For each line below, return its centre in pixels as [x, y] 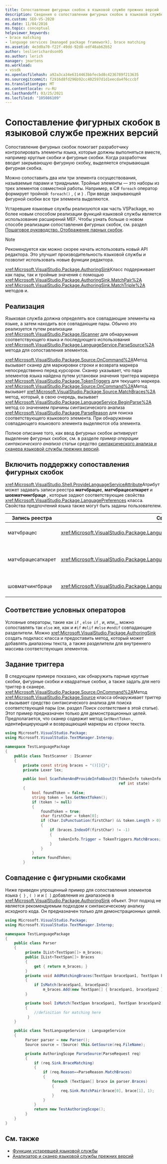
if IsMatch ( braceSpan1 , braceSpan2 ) [72, 985]
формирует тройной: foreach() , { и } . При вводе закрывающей [73, 194]
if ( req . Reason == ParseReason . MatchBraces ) [88, 1072]
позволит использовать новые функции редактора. [60, 260]
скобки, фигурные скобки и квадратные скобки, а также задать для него [83, 682]
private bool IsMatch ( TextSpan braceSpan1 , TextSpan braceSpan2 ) [94, 1003]
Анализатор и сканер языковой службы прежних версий [73, 1156]
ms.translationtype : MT [30, 84]
